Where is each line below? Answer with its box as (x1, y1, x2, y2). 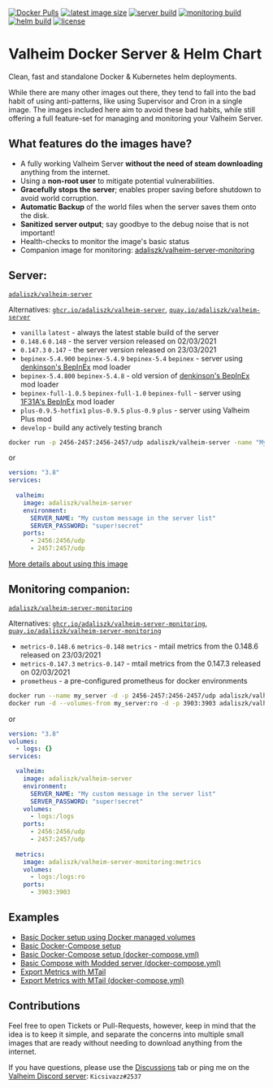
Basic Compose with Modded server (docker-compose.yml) (19, 958, 221, 968)
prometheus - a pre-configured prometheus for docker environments (19, 675, 248, 685)
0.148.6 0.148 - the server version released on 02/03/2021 (19, 336, 217, 346)
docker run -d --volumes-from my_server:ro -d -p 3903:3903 (8, 699, 217, 707)
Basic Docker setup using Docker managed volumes (19, 932, 196, 942)
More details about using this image (8, 559, 128, 569)
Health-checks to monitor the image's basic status (19, 236, 189, 246)
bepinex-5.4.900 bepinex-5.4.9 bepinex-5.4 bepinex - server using (19, 353, 244, 363)
